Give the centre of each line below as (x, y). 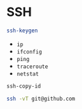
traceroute (32, 67)
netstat (27, 74)
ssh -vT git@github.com (41, 99)
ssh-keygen (22, 31)
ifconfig (29, 52)
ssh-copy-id (24, 86)
